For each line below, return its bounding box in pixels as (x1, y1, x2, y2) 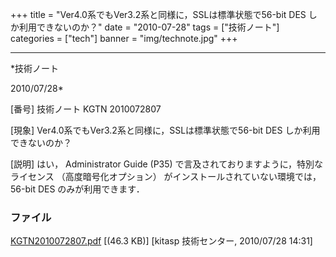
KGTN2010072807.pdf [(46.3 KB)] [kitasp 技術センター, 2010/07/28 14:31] (10, 235, 313, 247)
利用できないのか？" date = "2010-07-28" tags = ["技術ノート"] (18, 21, 280, 33)
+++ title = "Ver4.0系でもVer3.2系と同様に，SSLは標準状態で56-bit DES (10, 9, 307, 20)
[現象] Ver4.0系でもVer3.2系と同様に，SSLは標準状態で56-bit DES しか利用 (10, 124, 321, 136)
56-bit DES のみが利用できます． (10, 183, 145, 195)
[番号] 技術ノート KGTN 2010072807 (10, 103, 162, 115)
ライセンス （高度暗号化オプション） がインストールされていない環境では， (10, 171, 322, 182)
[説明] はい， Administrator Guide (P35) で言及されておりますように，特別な (10, 158, 324, 170)
